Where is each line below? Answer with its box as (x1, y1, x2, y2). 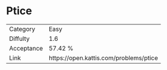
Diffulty (9, 34, 30, 43)
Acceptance (9, 44, 43, 52)
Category (9, 25, 36, 33)
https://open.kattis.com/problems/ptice (48, 53, 159, 62)
